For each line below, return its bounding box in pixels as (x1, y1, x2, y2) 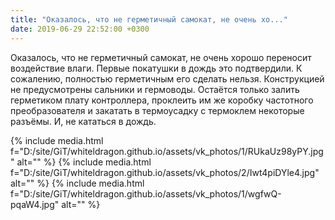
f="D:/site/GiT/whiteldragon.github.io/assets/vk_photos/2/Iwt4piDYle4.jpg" (10, 166, 320, 178)
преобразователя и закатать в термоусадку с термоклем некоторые (10, 104, 305, 116)
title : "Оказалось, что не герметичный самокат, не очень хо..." (10, 14, 288, 25)
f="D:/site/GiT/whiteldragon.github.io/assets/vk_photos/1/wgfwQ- (10, 187, 282, 200)
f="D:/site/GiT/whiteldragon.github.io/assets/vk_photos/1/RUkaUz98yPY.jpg (10, 145, 324, 157)
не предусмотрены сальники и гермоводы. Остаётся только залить (10, 83, 300, 95)
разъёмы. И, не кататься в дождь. (10, 115, 157, 127)
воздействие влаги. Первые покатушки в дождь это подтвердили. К (10, 62, 303, 74)
